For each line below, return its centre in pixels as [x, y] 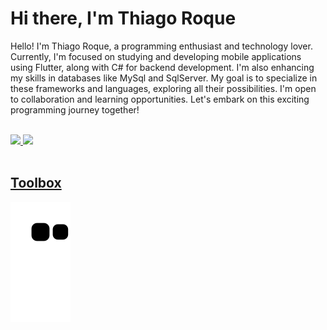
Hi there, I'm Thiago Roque [123, 18]
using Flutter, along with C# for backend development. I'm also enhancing [162, 67]
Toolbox [36, 183]
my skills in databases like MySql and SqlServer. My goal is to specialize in [164, 78]
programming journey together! [75, 109]
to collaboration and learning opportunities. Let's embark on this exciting [160, 99]
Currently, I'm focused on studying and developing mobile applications [156, 56]
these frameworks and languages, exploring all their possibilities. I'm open [163, 88]
